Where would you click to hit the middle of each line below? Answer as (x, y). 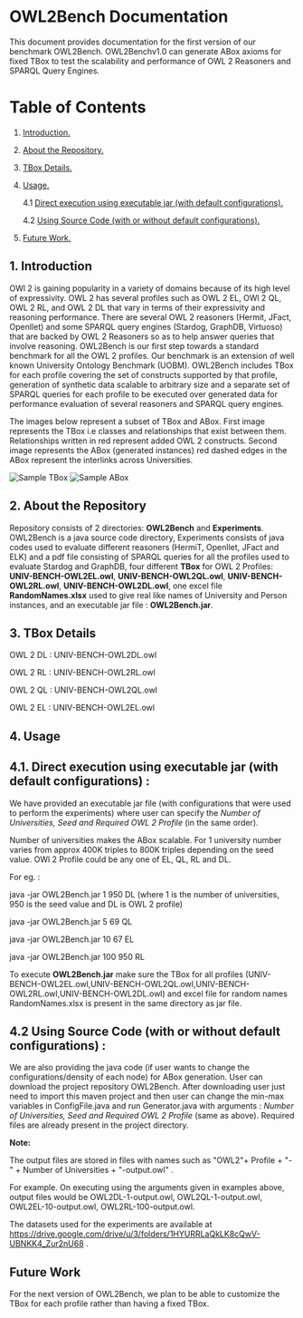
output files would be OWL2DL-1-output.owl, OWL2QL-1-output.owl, (136, 1197)
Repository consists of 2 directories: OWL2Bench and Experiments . (137, 528)
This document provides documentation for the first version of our (133, 42)
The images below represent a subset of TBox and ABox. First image (137, 421)
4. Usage (35, 736)
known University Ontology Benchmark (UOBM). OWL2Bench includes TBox (151, 365)
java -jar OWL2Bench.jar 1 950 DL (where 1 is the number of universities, (145, 894)
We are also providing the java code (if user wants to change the (130, 1068)
